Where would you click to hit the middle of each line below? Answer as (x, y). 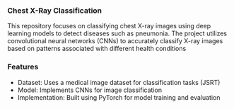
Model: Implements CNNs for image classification (90, 90)
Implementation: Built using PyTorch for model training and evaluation (119, 97)
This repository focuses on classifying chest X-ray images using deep (109, 26)
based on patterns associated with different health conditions (97, 49)
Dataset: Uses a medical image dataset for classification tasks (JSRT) (119, 82)
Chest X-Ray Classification (55, 11)
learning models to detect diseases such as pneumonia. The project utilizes (117, 33)
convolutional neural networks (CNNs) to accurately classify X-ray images (115, 41)
